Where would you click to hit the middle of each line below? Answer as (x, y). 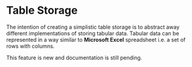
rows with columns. (30, 46)
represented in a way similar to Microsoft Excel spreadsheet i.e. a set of (96, 39)
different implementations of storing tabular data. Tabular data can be (93, 33)
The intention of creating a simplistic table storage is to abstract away (93, 27)
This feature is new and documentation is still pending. (74, 57)
